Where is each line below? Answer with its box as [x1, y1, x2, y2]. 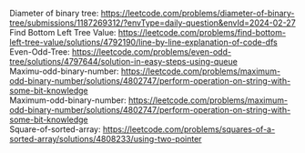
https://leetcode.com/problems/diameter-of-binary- [100, 8, 295, 18]
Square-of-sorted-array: [9, 124, 102, 135]
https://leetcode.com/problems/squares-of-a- [102, 124, 276, 135]
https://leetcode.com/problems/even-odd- [71, 46, 232, 57]
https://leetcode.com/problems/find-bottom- [117, 27, 287, 37]
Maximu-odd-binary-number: [9, 66, 120, 76]
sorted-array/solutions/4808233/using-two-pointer [9, 134, 202, 144]
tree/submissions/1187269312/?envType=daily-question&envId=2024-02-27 [9, 17, 296, 28]
